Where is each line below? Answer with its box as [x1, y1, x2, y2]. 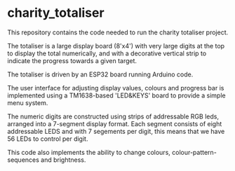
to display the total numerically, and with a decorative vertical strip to [7, 49, 207, 57]
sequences [7, 156, 40, 164]
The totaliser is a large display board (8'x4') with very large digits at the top [7, 41, 225, 50]
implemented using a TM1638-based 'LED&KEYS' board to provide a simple [7, 91, 226, 100]
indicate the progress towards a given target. [7, 56, 137, 64]
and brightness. [41, 156, 86, 164]
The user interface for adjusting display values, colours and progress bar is [7, 83, 224, 92]
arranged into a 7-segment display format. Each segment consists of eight [7, 119, 222, 128]
